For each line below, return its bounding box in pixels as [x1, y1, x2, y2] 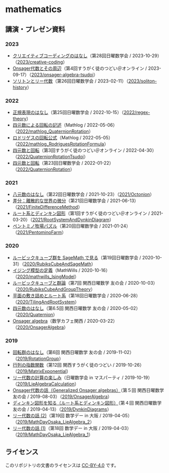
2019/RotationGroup [17, 356, 59, 362]
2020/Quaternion [17, 311, 53, 318]
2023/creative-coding [17, 59, 63, 65]
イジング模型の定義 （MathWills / [12, 267, 80, 273]
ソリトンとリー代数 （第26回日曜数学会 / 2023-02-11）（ [12, 77, 129, 84]
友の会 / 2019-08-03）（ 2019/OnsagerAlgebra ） [12, 393, 112, 400]
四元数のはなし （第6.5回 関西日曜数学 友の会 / [12, 305, 109, 311]
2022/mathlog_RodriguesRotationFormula [17, 141, 105, 147]
